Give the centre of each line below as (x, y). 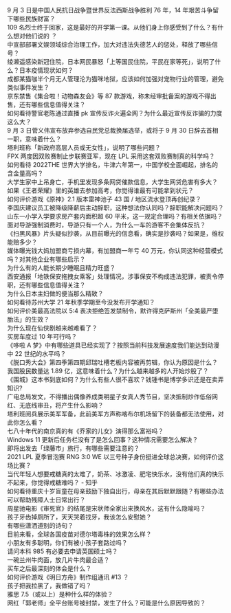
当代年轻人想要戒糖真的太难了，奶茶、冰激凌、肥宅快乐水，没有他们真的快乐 (115, 474)
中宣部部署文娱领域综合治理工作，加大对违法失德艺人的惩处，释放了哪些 (109, 44)
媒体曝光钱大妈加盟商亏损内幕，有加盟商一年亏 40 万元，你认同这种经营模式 (115, 250)
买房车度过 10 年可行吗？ (42, 336)
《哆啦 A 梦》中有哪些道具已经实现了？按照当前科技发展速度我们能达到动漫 (113, 345)
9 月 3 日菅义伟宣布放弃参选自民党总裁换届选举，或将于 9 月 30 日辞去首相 (113, 130)
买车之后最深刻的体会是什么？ (49, 568)
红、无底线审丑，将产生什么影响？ (55, 405)
